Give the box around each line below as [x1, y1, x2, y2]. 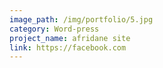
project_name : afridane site [9, 33, 131, 43]
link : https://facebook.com [9, 42, 127, 53]
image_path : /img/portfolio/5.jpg [9, 14, 154, 25]
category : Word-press [9, 24, 100, 34]
